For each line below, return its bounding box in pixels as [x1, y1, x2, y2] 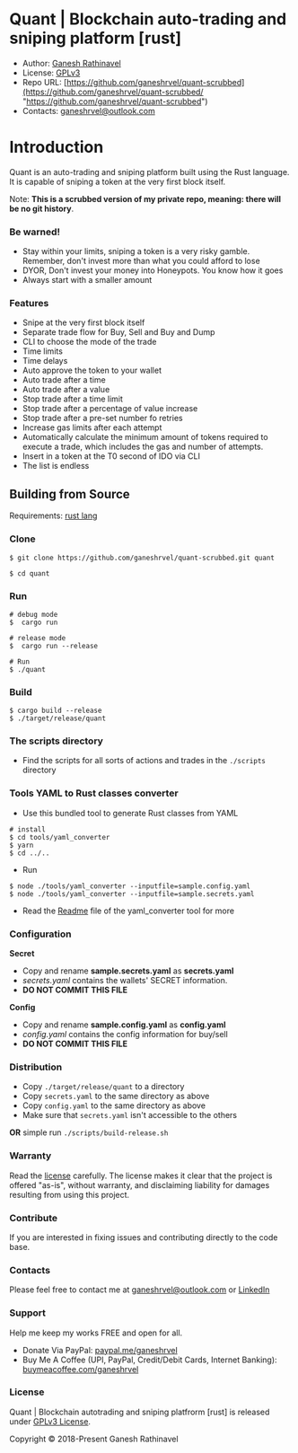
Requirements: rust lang [9, 510, 98, 521]
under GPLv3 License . [9, 1415, 92, 1427]
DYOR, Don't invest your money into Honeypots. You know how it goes [22, 265, 284, 276]
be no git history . [9, 203, 74, 214]
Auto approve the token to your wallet [22, 365, 162, 376]
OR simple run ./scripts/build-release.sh [9, 1127, 169, 1138]
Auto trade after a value [22, 384, 110, 395]
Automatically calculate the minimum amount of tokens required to [22, 432, 268, 443]
